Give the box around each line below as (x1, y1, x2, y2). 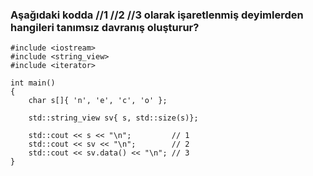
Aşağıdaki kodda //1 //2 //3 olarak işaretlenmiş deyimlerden (10, 8, 304, 22)
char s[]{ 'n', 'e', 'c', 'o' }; (28, 96, 168, 106)
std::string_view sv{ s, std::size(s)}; (28, 113, 199, 123)
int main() (10, 78, 56, 88)
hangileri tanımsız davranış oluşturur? (10, 20, 200, 34)
